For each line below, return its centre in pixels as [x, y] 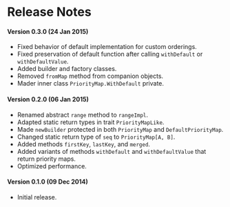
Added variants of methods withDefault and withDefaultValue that [112, 151]
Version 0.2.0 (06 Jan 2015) [48, 99]
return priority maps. [46, 159]
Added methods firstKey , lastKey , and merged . [83, 144]
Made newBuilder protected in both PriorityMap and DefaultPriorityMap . [120, 129]
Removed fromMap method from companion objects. [90, 76]
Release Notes [49, 12]
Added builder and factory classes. [67, 69]
